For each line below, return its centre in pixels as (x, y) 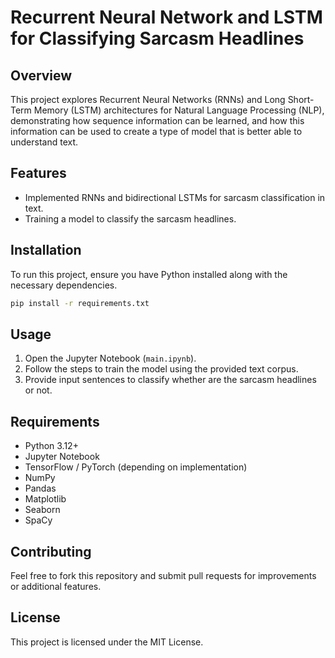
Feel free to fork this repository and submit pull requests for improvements (163, 575)
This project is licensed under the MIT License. (107, 642)
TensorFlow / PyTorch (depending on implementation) (136, 467)
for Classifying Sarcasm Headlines (157, 38)
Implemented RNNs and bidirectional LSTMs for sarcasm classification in (175, 197)
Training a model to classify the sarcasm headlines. (130, 218)
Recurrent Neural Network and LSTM (166, 17)
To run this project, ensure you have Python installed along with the (149, 274)
